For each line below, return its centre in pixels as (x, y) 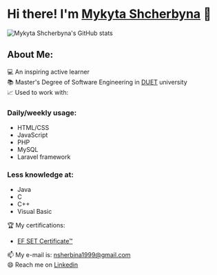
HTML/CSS (33, 128)
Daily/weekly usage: (42, 113)
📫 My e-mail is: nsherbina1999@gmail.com (69, 255)
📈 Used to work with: (38, 92)
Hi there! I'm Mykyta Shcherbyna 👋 (109, 14)
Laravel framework (44, 157)
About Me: (30, 55)
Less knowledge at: (40, 175)
